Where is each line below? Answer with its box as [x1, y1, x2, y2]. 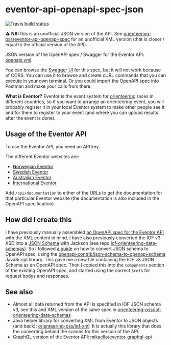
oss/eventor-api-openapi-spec [5, 36, 70, 42]
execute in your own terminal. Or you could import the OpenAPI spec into [5, 78, 159, 84]
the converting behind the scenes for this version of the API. [12, 329, 139, 335]
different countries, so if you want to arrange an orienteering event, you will [5, 99, 164, 105]
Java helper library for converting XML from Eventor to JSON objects [12, 317, 158, 324]
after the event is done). [5, 114, 56, 121]
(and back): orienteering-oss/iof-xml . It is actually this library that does [12, 323, 162, 329]
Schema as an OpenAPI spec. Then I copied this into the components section [5, 262, 164, 268]
